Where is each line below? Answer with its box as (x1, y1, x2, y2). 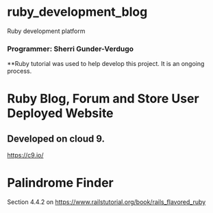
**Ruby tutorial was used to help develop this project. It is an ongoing (7, 60, 205, 68)
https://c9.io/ (7, 151, 44, 159)
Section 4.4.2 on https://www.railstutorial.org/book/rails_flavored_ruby (7, 198, 206, 206)
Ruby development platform (7, 27, 86, 35)
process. (7, 67, 32, 76)
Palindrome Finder (7, 175, 114, 191)
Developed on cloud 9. (7, 133, 105, 144)
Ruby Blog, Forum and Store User (7, 91, 200, 106)
